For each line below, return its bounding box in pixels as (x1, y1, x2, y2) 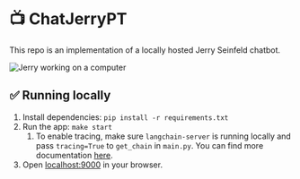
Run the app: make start (22, 121, 112, 132)
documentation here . (35, 149, 114, 160)
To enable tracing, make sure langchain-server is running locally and (35, 131, 292, 141)
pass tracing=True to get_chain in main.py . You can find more (35, 140, 264, 150)
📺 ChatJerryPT (9, 9, 128, 30)
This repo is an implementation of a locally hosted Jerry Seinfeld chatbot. (9, 44, 281, 55)
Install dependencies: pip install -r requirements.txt (22, 111, 229, 123)
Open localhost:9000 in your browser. (22, 159, 163, 170)
